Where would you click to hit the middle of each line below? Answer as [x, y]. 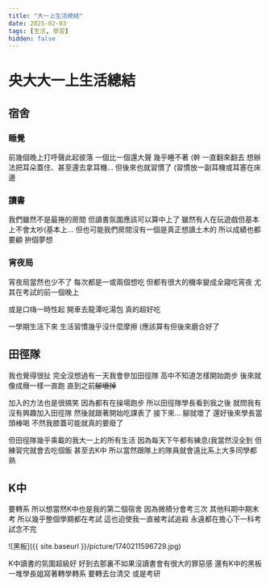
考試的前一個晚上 [50, 292]
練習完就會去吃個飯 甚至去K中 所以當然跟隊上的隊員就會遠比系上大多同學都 [133, 450]
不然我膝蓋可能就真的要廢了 [77, 423]
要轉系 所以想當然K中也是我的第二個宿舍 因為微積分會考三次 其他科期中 [127, 509]
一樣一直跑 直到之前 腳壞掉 [73, 386]
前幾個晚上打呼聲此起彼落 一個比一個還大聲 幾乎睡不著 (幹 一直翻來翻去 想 [131, 158]
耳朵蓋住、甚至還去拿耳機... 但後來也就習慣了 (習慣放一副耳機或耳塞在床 [142, 167]
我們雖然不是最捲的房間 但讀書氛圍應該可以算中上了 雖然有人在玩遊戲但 [127, 220]
